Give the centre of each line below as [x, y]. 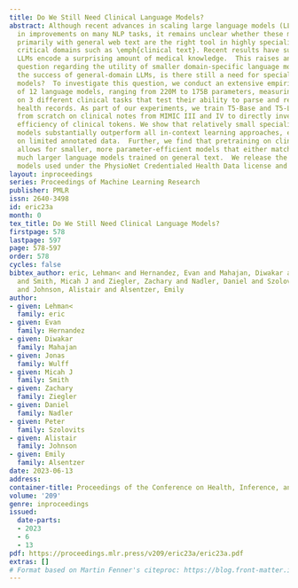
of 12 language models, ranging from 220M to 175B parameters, [136, 91]
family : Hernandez [51, 331]
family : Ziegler [47, 397]
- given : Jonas [37, 356]
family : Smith [43, 380]
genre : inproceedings [49, 504]
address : [25, 479]
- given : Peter [37, 421]
